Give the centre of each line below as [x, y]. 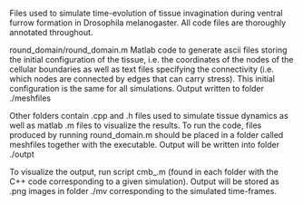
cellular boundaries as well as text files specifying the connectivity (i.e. [142, 69]
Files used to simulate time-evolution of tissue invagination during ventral [146, 13]
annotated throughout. [51, 32]
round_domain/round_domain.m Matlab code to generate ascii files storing [148, 50]
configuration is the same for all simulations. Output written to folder [137, 88]
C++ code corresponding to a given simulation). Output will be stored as [144, 181]
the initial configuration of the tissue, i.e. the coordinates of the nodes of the [151, 59]
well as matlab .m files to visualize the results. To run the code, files [136, 125]
